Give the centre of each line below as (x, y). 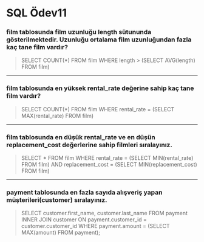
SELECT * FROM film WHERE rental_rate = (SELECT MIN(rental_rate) (107, 158)
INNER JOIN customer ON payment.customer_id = (84, 220)
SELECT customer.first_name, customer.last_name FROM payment (104, 213)
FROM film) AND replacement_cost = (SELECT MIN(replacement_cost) (109, 165)
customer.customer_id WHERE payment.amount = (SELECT (95, 226)
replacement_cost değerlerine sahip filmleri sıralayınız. (90, 145)
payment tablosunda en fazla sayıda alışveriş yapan (84, 192)
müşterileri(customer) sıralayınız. (57, 200)
